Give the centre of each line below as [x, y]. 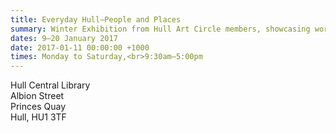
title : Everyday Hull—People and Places [96, 19]
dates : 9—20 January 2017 [64, 38]
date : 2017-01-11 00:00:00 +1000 [80, 47]
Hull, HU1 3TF [38, 117]
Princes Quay [38, 107]
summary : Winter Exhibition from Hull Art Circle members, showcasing [160, 29]
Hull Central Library [50, 85]
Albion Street [37, 96]
